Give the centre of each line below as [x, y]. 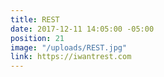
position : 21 [37, 38]
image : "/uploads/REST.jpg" [69, 47]
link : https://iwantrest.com [71, 57]
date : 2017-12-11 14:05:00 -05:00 [82, 29]
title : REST [35, 19]
